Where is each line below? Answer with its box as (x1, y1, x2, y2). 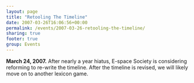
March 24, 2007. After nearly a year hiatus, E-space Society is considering (6, 57, 188, 65)
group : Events (6, 42, 41, 48)
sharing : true (6, 31, 41, 36)
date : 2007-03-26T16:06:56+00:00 (6, 19, 88, 25)
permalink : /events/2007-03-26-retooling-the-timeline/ (6, 25, 145, 31)
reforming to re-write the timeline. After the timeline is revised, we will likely (6, 64, 189, 71)
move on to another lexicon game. (6, 70, 89, 77)
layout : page (6, 8, 38, 15)
